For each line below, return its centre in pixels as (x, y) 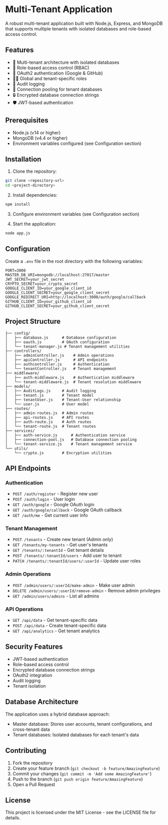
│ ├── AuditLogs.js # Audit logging (51, 391)
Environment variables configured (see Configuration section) (77, 143)
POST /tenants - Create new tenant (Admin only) (63, 539)
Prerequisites (27, 120)
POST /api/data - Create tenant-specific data (59, 626)
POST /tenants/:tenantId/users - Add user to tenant (67, 555)
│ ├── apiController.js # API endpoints (56, 360)
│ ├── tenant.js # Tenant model (50, 395)
